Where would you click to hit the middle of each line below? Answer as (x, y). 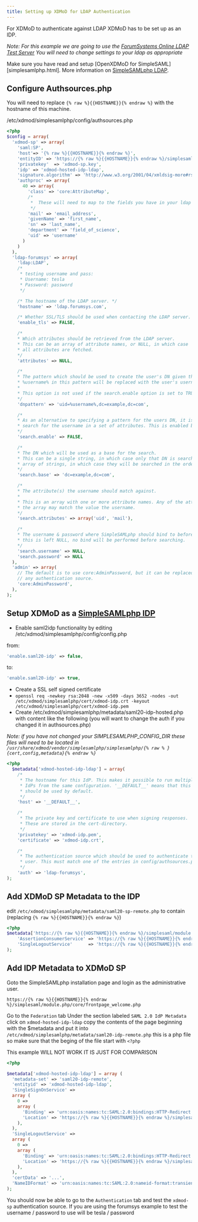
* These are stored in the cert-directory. (74, 824)
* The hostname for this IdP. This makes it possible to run (96, 780)
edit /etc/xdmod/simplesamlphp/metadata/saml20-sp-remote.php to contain (96, 911)
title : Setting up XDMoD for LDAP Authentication (69, 12)
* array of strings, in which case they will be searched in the (99, 464)
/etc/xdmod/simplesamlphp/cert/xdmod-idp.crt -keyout (82, 702)
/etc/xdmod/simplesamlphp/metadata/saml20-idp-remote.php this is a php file (99, 1034)
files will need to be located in (43, 743)
